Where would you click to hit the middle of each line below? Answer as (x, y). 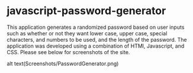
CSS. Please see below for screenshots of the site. (68, 52)
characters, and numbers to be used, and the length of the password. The (97, 39)
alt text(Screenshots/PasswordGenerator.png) (63, 64)
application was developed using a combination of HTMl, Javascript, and (96, 46)
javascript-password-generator (86, 11)
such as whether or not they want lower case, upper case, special (87, 33)
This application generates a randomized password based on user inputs (96, 27)
